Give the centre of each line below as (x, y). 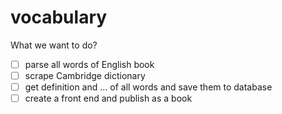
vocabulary (59, 17)
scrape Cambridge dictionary (85, 75)
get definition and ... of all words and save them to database (148, 87)
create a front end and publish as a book (108, 98)
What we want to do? (54, 45)
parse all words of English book (89, 64)
